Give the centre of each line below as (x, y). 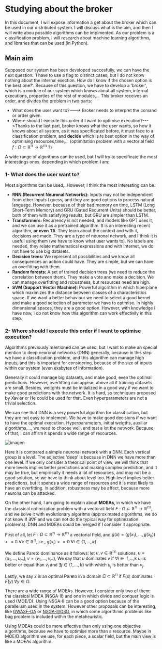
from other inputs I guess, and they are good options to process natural (83, 199)
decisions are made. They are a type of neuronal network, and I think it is (85, 236)
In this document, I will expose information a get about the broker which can (81, 22)
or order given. (27, 115)
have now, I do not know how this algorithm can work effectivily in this (82, 313)
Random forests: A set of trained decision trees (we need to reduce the (83, 272)
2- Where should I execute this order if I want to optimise (73, 331)
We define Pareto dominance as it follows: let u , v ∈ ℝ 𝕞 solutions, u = (75, 552)
